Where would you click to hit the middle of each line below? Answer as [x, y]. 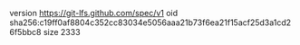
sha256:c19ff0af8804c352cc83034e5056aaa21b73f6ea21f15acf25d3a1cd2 [150, 22]
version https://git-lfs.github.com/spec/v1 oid [94, 13]
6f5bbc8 [25, 32]
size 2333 [62, 32]
